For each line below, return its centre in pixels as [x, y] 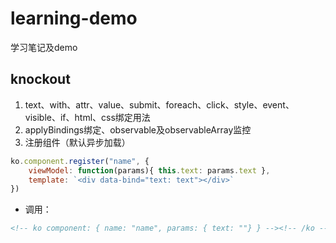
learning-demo [74, 18]
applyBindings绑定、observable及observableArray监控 [138, 129]
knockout [40, 79]
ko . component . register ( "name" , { [80, 161]
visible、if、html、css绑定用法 [87, 117]
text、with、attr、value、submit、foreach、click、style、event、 [159, 104]
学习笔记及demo [44, 47]
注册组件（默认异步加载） [77, 142]
